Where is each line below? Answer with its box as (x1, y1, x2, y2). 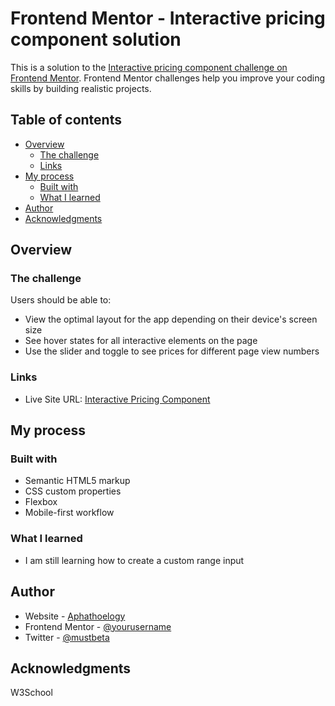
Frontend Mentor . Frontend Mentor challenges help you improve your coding (10, 72, 326, 84)
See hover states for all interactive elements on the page (24, 335, 258, 347)
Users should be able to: (10, 294, 112, 306)
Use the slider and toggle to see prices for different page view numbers (24, 345, 320, 357)
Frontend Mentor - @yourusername (24, 620, 172, 632)
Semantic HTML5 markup (24, 475, 131, 487)
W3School (10, 687, 53, 699)
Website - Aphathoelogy (24, 610, 126, 622)
